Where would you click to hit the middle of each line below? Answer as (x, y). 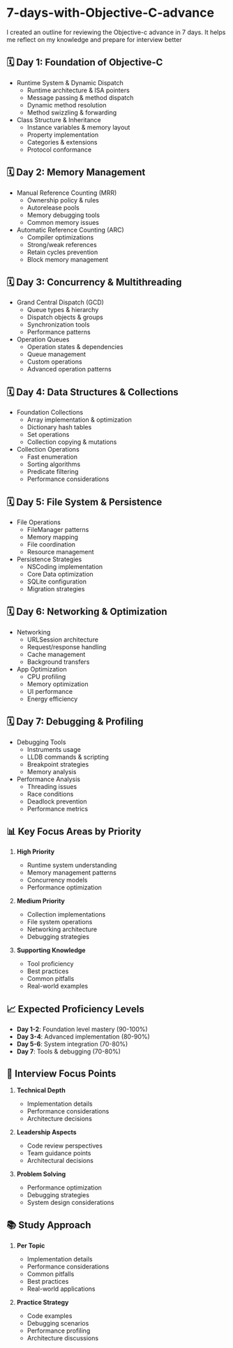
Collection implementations (66, 914)
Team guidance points (59, 1153)
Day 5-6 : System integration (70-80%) (72, 1044)
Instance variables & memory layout (78, 127)
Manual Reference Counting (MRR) (67, 193)
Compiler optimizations (60, 237)
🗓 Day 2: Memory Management (76, 172)
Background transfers (58, 662)
